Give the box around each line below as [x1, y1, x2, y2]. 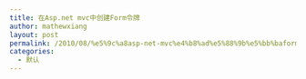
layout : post [9, 30, 59, 39]
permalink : [9, 38, 51, 48]
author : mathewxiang [9, 22, 88, 31]
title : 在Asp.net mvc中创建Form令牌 [9, 13, 140, 23]
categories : [9, 47, 55, 56]
